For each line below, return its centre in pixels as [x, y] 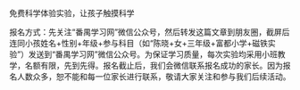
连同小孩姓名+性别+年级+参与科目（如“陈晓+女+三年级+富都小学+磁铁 [139, 43]
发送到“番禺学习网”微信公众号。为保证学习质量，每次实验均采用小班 [153, 54]
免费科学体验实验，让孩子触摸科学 [72, 13]
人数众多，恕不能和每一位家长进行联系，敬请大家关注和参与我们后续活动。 [154, 77]
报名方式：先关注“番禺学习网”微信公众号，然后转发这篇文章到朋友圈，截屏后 [150, 32]
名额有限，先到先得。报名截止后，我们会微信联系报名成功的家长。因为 [154, 65]
